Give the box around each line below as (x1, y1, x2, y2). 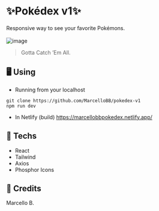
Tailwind (14, 153, 36, 161)
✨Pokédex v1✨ (6, 4, 81, 18)
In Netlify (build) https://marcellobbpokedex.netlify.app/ (14, 113, 153, 121)
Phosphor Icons (14, 166, 55, 173)
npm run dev (6, 103, 36, 109)
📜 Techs (6, 131, 37, 141)
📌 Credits (6, 183, 42, 194)
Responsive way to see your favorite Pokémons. (6, 24, 125, 31)
